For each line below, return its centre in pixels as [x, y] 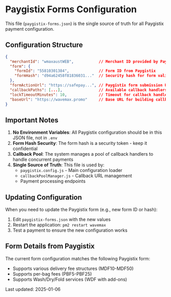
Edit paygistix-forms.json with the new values [62, 219]
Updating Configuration [44, 197]
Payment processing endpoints [53, 181]
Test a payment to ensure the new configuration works [70, 230]
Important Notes [32, 120]
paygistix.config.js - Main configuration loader [71, 170]
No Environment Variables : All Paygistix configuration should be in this [87, 132]
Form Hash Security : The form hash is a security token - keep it [80, 143]
